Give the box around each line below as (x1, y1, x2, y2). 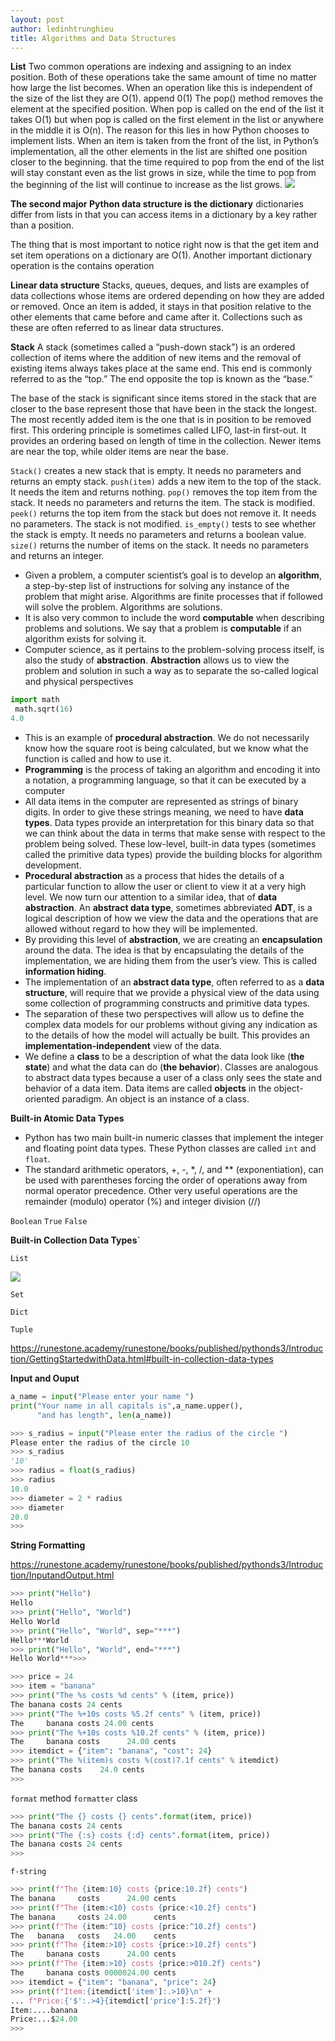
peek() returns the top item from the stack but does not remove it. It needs (10, 507, 317, 520)
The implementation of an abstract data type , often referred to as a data (24, 976, 325, 988)
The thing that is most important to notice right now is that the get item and (10, 239, 319, 251)
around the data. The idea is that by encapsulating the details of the (24, 944, 305, 956)
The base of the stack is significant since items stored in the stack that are (10, 392, 317, 405)
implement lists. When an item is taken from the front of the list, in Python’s (10, 135, 319, 147)
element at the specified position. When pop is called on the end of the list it (10, 103, 325, 115)
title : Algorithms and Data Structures (10, 33, 177, 43)
